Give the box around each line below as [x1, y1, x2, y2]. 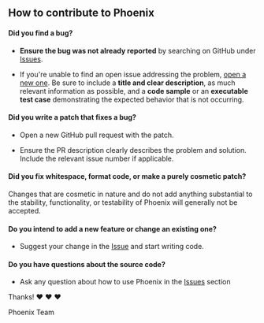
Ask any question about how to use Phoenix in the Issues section [19, 277, 231, 287]
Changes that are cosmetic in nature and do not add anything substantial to [8, 189, 253, 199]
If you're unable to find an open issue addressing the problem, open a [19, 69, 247, 79]
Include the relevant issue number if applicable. [19, 154, 174, 163]
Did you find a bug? [8, 28, 73, 38]
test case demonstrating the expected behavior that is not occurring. [19, 95, 244, 104]
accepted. [8, 206, 41, 215]
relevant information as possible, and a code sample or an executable [19, 86, 248, 95]
